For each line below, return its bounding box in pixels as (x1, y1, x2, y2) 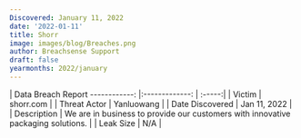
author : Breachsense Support (9, 47, 120, 56)
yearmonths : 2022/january (9, 64, 107, 74)
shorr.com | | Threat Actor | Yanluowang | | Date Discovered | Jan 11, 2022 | (9, 98, 293, 109)
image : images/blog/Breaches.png (9, 38, 136, 48)
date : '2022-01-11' (9, 22, 84, 31)
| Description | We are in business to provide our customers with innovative (9, 108, 291, 119)
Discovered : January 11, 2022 (9, 13, 125, 23)
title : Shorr (9, 30, 59, 39)
